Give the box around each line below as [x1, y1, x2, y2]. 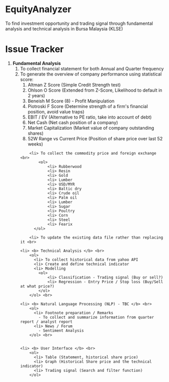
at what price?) [20, 284, 55, 289]
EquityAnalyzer [5, 4, 72, 15]
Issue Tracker [5, 44, 64, 55]
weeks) [27, 141, 44, 147]
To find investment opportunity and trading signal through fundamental [5, 20, 153, 26]
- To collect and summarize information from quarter [38, 315, 154, 320]
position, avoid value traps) [27, 108, 85, 114]
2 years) [27, 92, 46, 98]
